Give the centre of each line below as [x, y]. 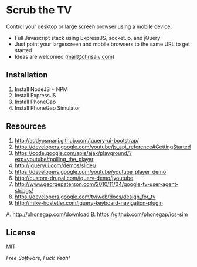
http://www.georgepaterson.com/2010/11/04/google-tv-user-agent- [96, 184]
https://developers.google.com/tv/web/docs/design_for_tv [85, 197]
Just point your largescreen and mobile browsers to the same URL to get [102, 44]
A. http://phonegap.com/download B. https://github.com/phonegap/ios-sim [97, 214]
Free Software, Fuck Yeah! [38, 258]
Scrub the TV [39, 10]
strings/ [24, 190]
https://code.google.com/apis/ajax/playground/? [73, 153]
